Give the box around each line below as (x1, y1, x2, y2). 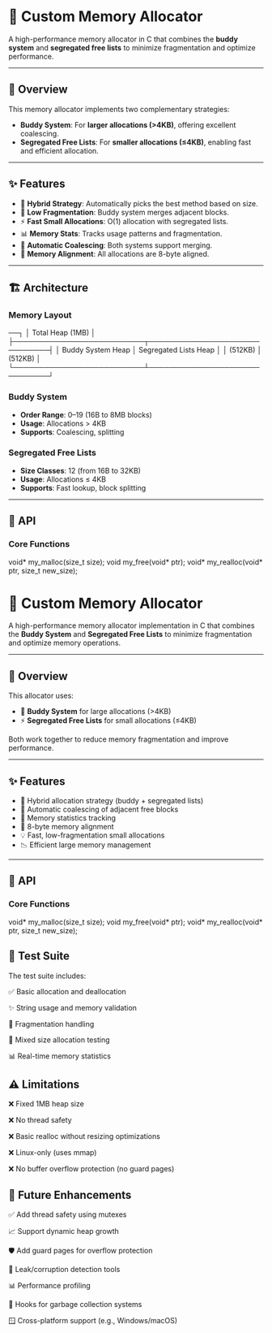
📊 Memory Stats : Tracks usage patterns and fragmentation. (19, 228, 223, 238)
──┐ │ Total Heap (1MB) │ (8, 328, 96, 338)
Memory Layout (8, 309, 72, 320)
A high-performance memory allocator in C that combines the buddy (8, 34, 239, 44)
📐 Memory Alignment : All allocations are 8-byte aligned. (19, 249, 210, 258)
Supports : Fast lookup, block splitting (19, 483, 147, 492)
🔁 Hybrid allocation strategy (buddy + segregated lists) (19, 796, 204, 806)
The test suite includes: (8, 971, 87, 980)
